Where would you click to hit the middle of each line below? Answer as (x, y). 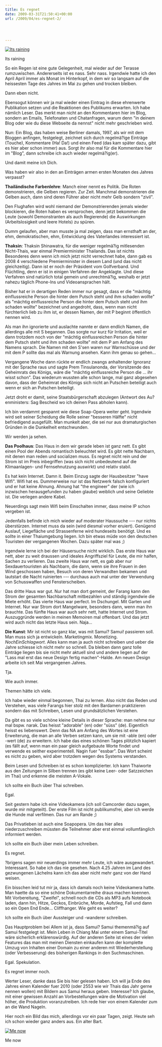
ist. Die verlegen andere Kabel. (36, 497)
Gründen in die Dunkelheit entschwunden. (47, 427)
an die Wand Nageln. (26, 1007)
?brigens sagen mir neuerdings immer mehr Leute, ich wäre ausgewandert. (80, 863)
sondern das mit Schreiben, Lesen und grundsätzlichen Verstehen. (72, 711)
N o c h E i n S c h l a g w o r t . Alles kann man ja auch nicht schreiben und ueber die (79, 642)
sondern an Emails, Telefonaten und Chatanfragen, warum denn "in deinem (80, 118)
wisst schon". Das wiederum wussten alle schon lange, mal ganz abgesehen (81, 378)
